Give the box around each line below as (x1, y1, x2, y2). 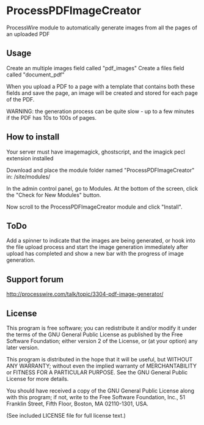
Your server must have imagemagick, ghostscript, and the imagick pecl (6, 148, 185, 155)
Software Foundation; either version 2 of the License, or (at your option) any (6, 338, 198, 344)
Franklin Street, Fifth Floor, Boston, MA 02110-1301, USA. (6, 400, 148, 407)
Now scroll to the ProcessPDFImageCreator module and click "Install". (6, 203, 183, 210)
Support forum (6, 274, 64, 284)
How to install (6, 132, 60, 142)
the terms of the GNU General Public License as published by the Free (6, 331, 183, 338)
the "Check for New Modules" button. (6, 191, 101, 199)
